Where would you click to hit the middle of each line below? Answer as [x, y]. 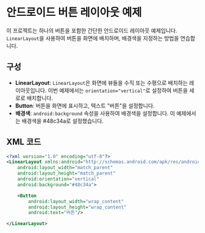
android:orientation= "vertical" [58, 179]
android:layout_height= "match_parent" [67, 174]
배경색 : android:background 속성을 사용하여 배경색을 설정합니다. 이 [95, 113]
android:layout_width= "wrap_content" [76, 201]
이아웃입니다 [30, 90]
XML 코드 [24, 142]
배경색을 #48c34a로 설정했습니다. [63, 121]
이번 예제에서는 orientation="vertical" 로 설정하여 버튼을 [118, 90]
